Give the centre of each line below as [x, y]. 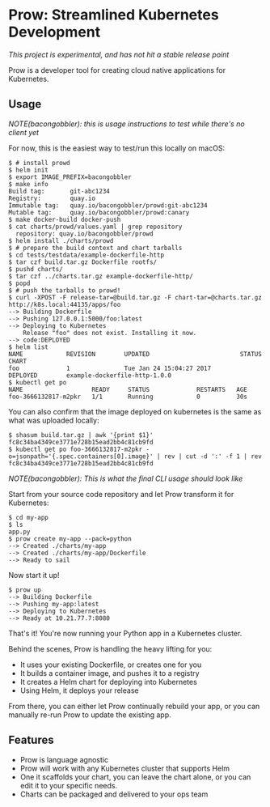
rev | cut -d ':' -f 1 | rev [213, 456]
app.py [19, 532]
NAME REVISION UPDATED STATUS [135, 354]
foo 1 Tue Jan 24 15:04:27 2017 [110, 368]
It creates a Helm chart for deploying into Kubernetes [109, 682]
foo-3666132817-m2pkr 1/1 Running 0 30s [128, 397]
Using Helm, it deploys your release [79, 690]
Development [55, 32]
